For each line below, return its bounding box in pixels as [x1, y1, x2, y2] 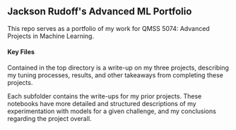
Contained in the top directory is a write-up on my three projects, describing [7, 63, 230, 72]
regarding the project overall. [7, 115, 92, 123]
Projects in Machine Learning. [7, 32, 94, 40]
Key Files [7, 48, 35, 56]
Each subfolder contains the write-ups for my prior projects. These [7, 92, 202, 100]
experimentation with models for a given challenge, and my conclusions [7, 107, 217, 115]
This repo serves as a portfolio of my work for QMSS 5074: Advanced [7, 24, 210, 32]
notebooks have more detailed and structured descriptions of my [7, 100, 196, 108]
